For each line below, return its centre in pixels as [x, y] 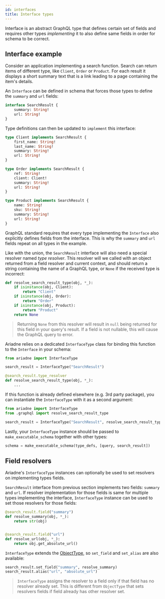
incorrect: [15, 273]
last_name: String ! [34, 146]
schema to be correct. [27, 39]
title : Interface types [29, 14]
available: [15, 558]
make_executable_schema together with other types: [56, 436]
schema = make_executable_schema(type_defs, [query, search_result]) [78, 446]
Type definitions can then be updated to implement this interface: [70, 128]
